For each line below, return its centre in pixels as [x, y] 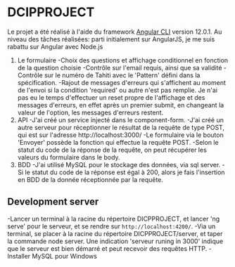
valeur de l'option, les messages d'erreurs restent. [90, 112]
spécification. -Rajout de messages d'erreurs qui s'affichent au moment [122, 82]
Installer [19, 256]
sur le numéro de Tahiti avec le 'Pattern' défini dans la [122, 75]
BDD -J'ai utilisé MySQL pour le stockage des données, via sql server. [119, 164]
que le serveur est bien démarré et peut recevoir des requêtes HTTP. [107, 248]
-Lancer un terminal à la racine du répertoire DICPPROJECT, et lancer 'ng [114, 219]
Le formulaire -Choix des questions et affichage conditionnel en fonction [123, 60]
